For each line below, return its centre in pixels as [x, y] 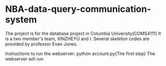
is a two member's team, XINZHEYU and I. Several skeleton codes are [77, 39]
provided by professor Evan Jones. [41, 44]
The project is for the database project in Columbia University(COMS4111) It [83, 33]
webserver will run [24, 59]
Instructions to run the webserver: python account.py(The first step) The [80, 54]
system [21, 20]
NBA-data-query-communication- [78, 9]
